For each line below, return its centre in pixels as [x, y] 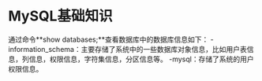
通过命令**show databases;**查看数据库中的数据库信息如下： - [111, 39]
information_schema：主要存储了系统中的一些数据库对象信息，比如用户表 [127, 49]
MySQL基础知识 [60, 16]
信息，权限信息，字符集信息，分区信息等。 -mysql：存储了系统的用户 [141, 59]
